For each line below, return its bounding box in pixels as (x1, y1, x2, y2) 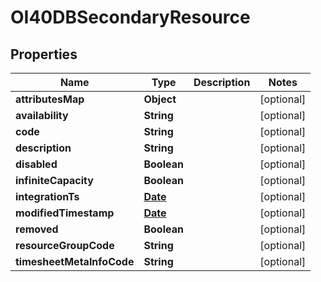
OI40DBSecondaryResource (10, 6, 251, 29)
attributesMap (15, 92, 85, 106)
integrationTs (15, 190, 80, 203)
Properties (10, 46, 78, 63)
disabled (15, 157, 58, 171)
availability (15, 109, 69, 122)
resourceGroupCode (15, 239, 115, 252)
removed (15, 222, 59, 236)
